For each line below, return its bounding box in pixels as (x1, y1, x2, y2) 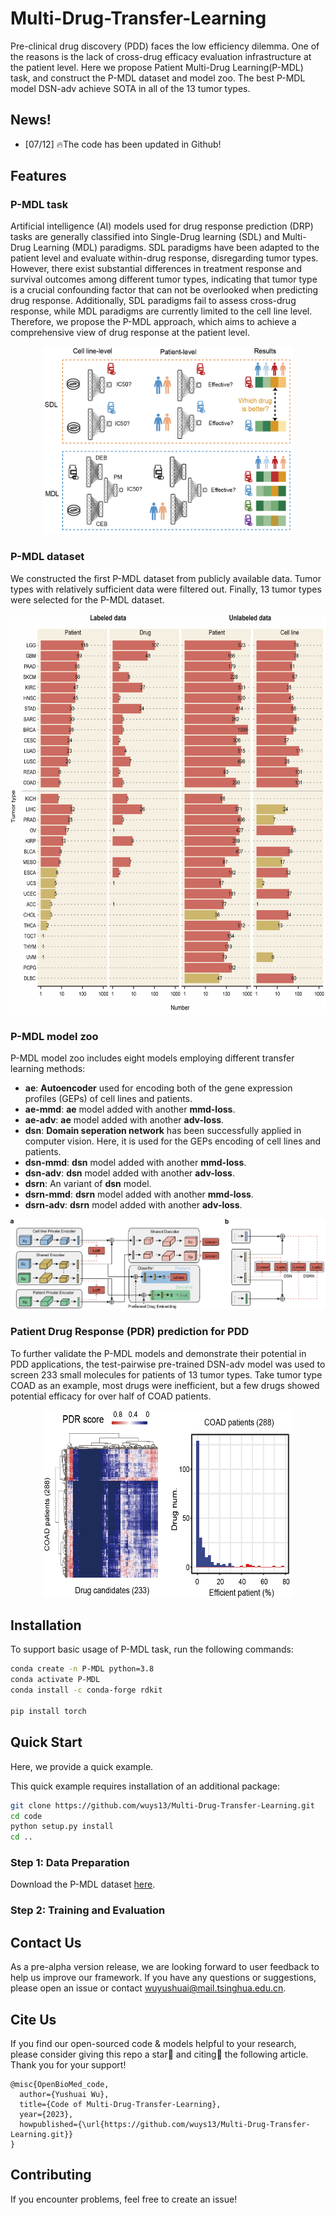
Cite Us (10, 2011, 57, 2028)
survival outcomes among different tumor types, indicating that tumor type (10, 273, 318, 286)
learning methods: (10, 1063, 86, 1075)
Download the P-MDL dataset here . (10, 1878, 156, 1891)
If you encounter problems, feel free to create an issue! (10, 2193, 238, 2205)
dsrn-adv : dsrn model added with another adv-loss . (24, 1199, 243, 1211)
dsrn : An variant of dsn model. (24, 1178, 152, 1190)
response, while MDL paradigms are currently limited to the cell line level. (10, 305, 313, 317)
